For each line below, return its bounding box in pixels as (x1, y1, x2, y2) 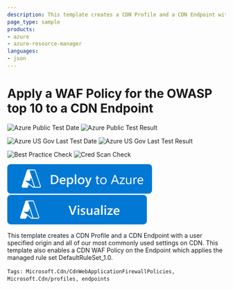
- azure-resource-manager (7, 40, 82, 48)
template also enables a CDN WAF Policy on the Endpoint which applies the (7, 246, 223, 254)
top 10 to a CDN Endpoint (7, 100, 154, 116)
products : (7, 26, 36, 33)
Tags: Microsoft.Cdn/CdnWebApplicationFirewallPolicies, (7, 268, 175, 275)
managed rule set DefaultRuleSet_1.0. (7, 253, 113, 261)
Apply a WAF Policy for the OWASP (7, 86, 213, 102)
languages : (7, 48, 39, 55)
